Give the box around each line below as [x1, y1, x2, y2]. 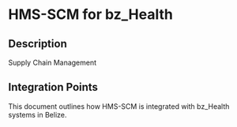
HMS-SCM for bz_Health [8, 6, 174, 24]
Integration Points [8, 80, 99, 94]
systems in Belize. [8, 110, 67, 119]
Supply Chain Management [8, 58, 97, 67]
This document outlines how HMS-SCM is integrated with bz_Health [8, 101, 230, 111]
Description [8, 37, 67, 50]
